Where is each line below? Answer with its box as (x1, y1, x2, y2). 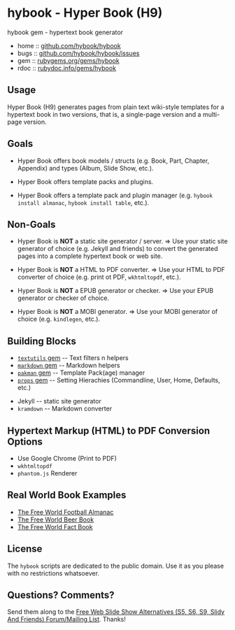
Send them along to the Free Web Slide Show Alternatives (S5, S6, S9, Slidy (7, 608, 225, 616)
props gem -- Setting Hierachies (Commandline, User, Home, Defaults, (17, 376, 220, 385)
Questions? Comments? (7, 589, 115, 601)
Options (7, 436, 43, 448)
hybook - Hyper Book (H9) (7, 5, 163, 21)
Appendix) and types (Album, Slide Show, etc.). (17, 164, 154, 172)
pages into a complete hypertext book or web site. (17, 252, 163, 260)
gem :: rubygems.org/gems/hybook (17, 56, 120, 64)
